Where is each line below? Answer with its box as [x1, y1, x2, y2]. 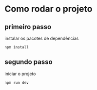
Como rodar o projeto [4, 3, 93, 15]
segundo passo [4, 58, 53, 66]
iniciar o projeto [4, 71, 36, 76]
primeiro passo [4, 23, 52, 31]
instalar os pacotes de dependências [4, 35, 79, 41]
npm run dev [4, 80, 29, 85]
